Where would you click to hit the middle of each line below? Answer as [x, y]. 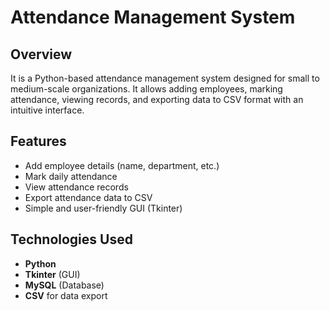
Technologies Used [71, 239]
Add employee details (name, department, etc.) [122, 165]
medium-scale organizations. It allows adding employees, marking [146, 89]
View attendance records [76, 187]
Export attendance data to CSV [88, 197]
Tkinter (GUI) [52, 274]
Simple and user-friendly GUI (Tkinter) [103, 208]
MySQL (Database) [64, 285]
